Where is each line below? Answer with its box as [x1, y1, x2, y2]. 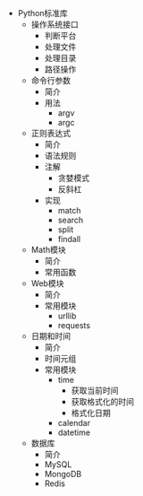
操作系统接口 [30, 19, 79, 30]
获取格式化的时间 [71, 396, 134, 406]
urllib [57, 310, 77, 321]
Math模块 [30, 245, 66, 255]
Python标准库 [17, 8, 69, 18]
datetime [57, 427, 91, 438]
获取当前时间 [71, 385, 119, 396]
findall [57, 234, 81, 244]
